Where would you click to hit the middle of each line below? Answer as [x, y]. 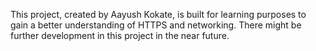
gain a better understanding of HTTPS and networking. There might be [156, 25]
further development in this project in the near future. [120, 35]
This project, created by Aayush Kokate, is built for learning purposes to [158, 14]
